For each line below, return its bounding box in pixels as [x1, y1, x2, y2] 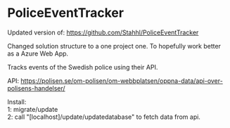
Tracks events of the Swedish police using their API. [7, 63, 158, 71]
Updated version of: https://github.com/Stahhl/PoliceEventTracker [7, 28, 199, 37]
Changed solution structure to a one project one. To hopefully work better [7, 41, 222, 50]
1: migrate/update [7, 105, 58, 113]
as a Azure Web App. [7, 49, 69, 58]
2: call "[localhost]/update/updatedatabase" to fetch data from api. [7, 113, 200, 121]
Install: [7, 97, 27, 106]
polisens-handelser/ [7, 84, 65, 92]
